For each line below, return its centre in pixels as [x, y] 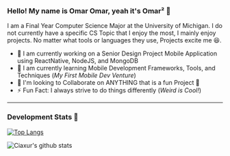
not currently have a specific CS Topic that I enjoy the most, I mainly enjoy [112, 33]
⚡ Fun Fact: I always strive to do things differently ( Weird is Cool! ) [109, 90]
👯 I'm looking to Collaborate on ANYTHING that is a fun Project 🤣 [108, 83]
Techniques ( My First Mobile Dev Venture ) [77, 75]
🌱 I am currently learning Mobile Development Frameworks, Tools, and [116, 68]
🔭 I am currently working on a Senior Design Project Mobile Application [117, 53]
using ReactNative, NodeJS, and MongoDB [78, 61]
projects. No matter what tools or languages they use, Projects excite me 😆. [114, 40]
